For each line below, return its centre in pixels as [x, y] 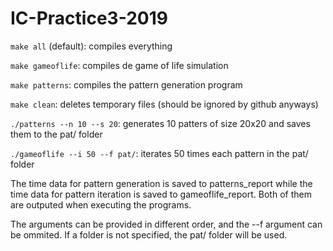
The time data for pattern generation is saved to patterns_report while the [161, 183]
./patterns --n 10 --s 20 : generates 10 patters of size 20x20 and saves [160, 123]
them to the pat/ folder [56, 134]
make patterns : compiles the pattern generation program [126, 84]
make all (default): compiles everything [91, 46]
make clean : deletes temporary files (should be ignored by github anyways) [164, 104]
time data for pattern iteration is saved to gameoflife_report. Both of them [161, 194]
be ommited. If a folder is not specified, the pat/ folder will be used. [149, 234]
